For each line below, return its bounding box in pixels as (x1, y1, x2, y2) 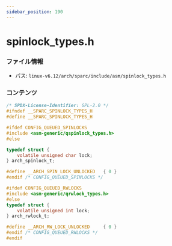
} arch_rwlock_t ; (6, 213, 50, 220)
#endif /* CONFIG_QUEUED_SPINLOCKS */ (6, 174, 103, 180)
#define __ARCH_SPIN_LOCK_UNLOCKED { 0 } (6, 169, 117, 175)
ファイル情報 (6, 57, 44, 66)
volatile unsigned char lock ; (17, 152, 93, 158)
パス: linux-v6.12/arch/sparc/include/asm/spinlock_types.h (14, 72, 167, 79)
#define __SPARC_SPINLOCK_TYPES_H (6, 114, 93, 120)
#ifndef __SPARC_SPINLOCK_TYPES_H (6, 108, 93, 114)
